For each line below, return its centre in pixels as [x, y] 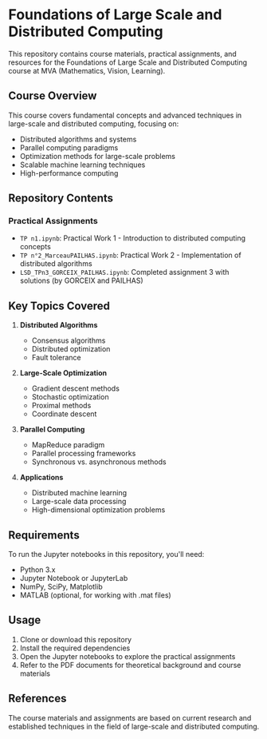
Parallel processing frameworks [84, 454]
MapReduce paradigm [68, 445]
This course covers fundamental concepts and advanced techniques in [125, 115]
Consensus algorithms [69, 340]
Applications [41, 478]
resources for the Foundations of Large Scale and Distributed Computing [128, 62]
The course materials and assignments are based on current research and [130, 717]
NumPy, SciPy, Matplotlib [61, 587]
